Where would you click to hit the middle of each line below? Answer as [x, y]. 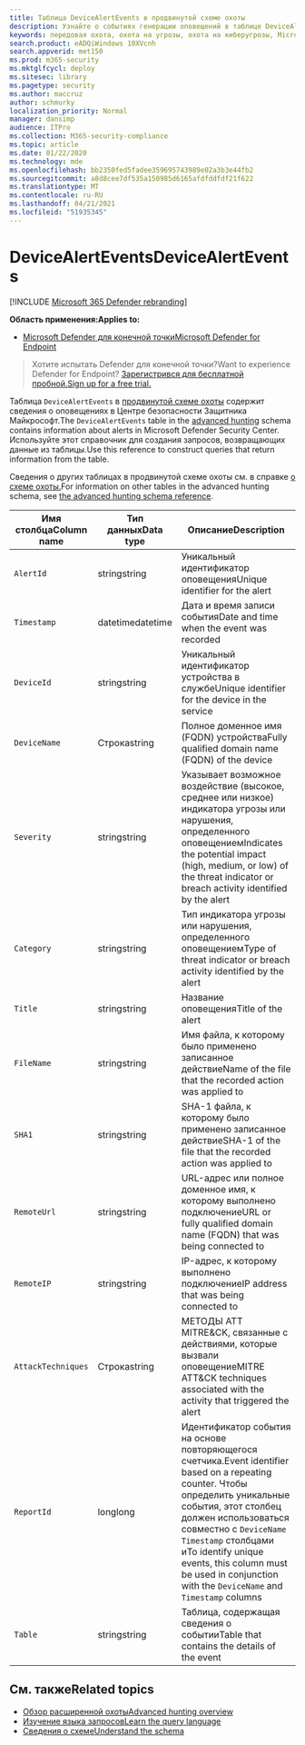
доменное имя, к [218, 1189]
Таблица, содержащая [231, 1611]
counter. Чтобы [214, 1483]
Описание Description [236, 530]
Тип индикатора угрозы [233, 914]
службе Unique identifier [233, 688]
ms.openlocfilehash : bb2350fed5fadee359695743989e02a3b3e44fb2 [132, 170]
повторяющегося [219, 1449]
